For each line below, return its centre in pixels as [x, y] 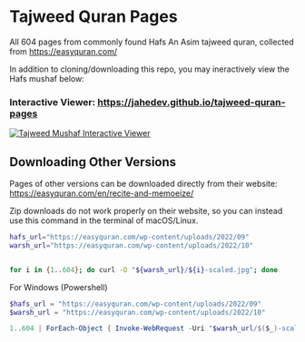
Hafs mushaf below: [47, 78]
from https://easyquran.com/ [64, 51]
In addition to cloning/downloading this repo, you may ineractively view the [150, 69]
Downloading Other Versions [93, 162]
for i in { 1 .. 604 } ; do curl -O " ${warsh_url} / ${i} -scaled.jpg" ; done [144, 269]
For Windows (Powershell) [59, 287]
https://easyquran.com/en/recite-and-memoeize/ [102, 193]
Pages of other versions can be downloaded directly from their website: [143, 184]
